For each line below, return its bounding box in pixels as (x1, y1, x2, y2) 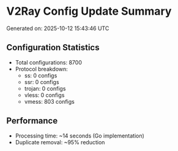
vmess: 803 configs (24, 98, 75, 105)
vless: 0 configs (24, 91, 65, 99)
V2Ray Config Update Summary (6, 4, 172, 18)
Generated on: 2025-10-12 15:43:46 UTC (6, 25, 109, 32)
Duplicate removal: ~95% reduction (15, 138, 105, 145)
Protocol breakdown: (15, 65, 69, 72)
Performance (6, 115, 58, 126)
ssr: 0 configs (24, 78, 59, 85)
